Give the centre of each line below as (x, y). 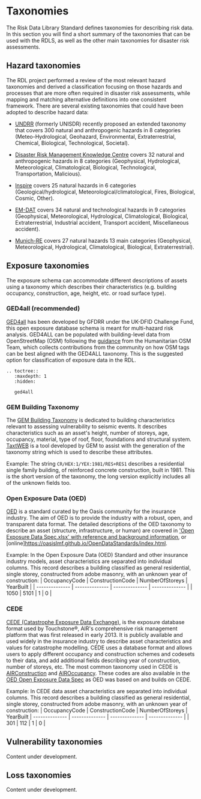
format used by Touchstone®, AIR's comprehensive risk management (92, 628)
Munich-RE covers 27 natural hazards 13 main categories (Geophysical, (103, 240)
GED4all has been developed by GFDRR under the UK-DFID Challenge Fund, (100, 321)
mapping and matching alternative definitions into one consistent (86, 99)
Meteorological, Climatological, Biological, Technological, (85, 167)
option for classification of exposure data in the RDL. (71, 360)
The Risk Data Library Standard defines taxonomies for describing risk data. (100, 28)
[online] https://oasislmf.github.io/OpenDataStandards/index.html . (87, 543)
